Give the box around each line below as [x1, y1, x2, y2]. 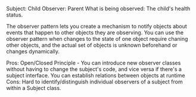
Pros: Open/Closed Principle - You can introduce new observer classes [6, 59, 181, 66]
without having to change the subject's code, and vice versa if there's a [6, 66, 182, 73]
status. [6, 11, 23, 18]
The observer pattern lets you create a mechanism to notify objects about [6, 23, 188, 30]
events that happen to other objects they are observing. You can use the [6, 29, 183, 36]
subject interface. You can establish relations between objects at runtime [6, 72, 185, 79]
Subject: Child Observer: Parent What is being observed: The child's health [6, 5, 191, 12]
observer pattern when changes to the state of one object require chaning [6, 35, 188, 42]
